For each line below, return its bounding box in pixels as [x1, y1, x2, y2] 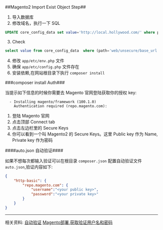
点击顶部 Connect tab [12, 119, 55, 125]
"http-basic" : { [14, 178, 47, 183]
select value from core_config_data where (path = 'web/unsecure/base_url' [5, 48, 160, 53]
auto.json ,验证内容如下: [5, 164, 53, 170]
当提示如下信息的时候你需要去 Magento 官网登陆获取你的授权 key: [5, 90, 137, 96]
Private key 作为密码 [12, 137, 53, 143]
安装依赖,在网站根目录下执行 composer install [12, 70, 105, 76]
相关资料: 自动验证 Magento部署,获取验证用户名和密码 [5, 219, 113, 225]
